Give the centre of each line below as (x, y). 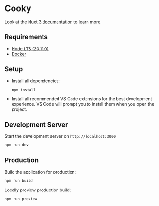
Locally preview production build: (38, 190)
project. (19, 109)
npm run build (19, 181)
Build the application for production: (40, 172)
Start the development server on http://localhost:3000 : (61, 136)
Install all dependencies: (36, 81)
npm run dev (16, 145)
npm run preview (21, 199)
